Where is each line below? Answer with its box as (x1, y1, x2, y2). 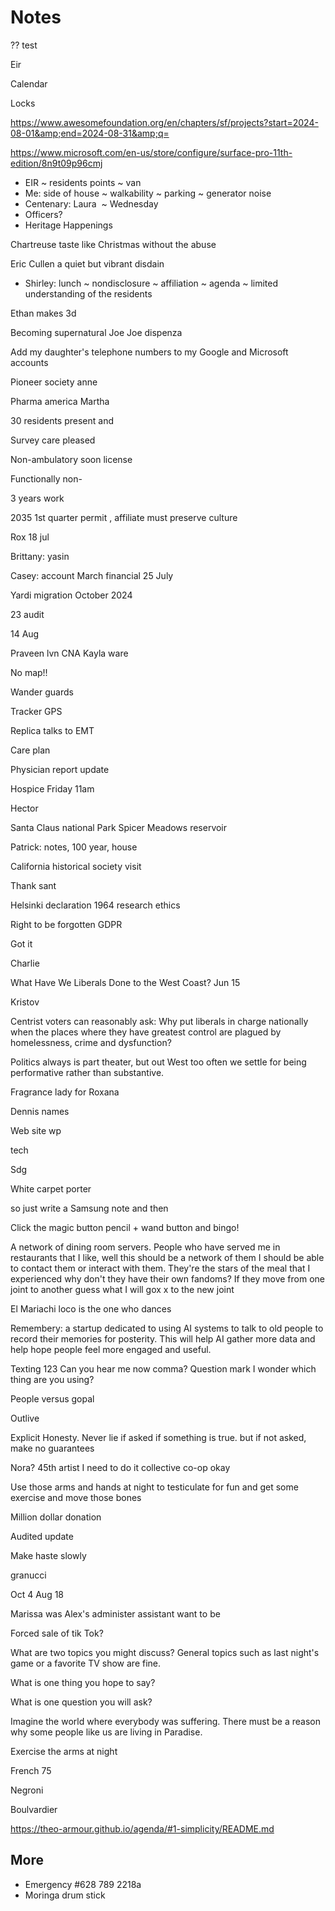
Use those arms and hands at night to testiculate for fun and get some (10, 1481, 299, 1493)
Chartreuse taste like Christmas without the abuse (10, 238, 217, 250)
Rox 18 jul (10, 531, 50, 543)
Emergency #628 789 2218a (24, 1878, 142, 1890)
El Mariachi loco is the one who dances (10, 1302, 172, 1315)
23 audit (10, 608, 45, 620)
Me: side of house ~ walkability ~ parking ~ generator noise (24, 187, 272, 199)
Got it (10, 937, 33, 950)
